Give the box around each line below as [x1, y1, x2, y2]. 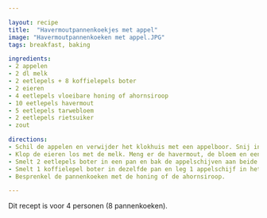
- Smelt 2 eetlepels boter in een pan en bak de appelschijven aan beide [8, 158, 258, 166]
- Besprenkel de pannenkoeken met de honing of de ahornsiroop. [8, 172, 226, 181]
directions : [8, 136, 48, 143]
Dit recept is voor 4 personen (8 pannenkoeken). [8, 201, 168, 211]
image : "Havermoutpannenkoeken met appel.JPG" [8, 33, 165, 41]
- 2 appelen [8, 63, 48, 71]
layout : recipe [8, 18, 59, 26]
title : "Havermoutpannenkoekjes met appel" [8, 25, 158, 34]
